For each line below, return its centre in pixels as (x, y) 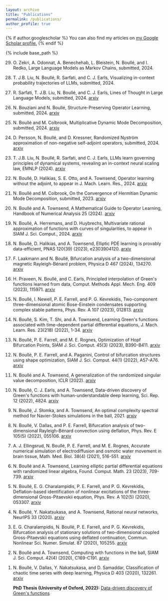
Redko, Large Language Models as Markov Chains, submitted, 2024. (83, 68)
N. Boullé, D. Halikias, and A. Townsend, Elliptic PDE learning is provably (87, 243)
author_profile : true (28, 24)
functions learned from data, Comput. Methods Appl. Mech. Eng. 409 (84, 284)
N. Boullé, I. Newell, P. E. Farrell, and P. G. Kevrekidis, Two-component (85, 299)
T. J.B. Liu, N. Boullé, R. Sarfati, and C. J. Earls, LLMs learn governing (84, 158)
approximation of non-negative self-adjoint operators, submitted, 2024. (86, 143)
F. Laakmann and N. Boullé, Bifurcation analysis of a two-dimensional (84, 258)
